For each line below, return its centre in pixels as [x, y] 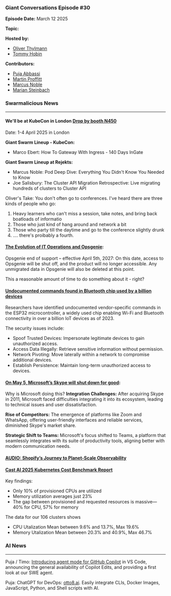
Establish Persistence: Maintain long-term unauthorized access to [82, 365]
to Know [21, 177]
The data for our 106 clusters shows [43, 517]
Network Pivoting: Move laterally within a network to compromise [81, 355]
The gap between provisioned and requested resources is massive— [85, 502]
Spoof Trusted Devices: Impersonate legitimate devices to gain [79, 338]
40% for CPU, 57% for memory [46, 507]
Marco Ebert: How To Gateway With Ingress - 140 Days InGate [78, 152]
